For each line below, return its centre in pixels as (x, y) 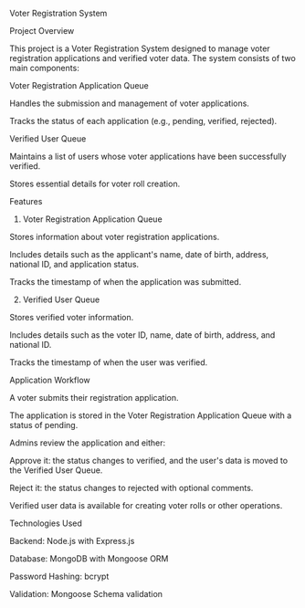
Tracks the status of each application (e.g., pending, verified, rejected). (143, 121)
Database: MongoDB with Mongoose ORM (89, 559)
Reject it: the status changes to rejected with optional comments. (131, 488)
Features (26, 201)
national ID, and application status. (74, 264)
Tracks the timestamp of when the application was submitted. (126, 282)
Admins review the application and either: (88, 443)
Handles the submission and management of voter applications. (129, 103)
